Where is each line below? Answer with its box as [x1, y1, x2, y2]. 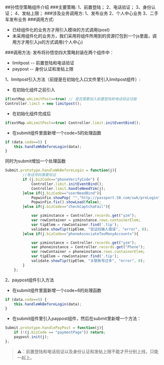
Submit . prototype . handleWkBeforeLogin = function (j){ [5, 168, 117, 173]
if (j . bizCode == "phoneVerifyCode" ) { [22, 177, 99, 182]
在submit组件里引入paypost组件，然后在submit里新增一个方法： [12, 316, 142, 321]
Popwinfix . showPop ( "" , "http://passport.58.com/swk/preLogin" [31, 195, 161, 200]
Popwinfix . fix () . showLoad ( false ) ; [31, 200, 102, 205]
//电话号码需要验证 [22, 173, 56, 178]
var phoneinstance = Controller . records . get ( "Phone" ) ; [31, 245, 145, 250]
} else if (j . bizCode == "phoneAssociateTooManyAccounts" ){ [22, 231, 139, 236]
